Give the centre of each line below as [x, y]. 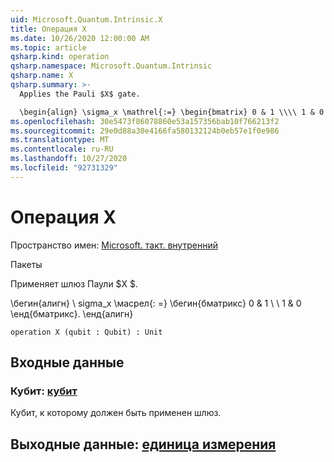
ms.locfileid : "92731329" [64, 168]
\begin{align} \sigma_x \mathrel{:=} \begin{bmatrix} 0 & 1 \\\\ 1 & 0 [172, 112]
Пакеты [26, 264]
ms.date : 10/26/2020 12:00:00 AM [80, 38]
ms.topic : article [48, 47]
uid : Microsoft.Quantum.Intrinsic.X [86, 19]
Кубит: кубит [44, 391]
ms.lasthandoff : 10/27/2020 [69, 159]
